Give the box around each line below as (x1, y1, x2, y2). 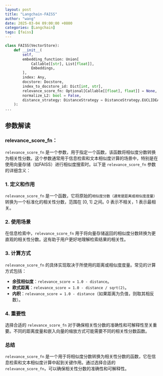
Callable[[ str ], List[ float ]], (31, 61, 95, 66)
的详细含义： (5, 167, 31, 173)
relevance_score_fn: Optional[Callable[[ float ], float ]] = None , (22, 88, 158, 93)
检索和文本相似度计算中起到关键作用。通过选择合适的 (9, 359, 115, 366)
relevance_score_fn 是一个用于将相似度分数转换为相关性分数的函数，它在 (5, 354, 152, 359)
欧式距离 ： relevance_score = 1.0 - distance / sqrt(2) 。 (12, 284, 130, 290)
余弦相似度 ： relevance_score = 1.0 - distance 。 (12, 278, 112, 284)
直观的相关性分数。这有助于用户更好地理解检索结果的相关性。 (5, 237, 129, 242)
